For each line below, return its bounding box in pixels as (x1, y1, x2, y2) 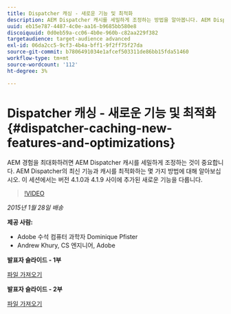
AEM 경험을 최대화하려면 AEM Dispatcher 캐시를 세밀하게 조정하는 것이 (7, 159, 200, 167)
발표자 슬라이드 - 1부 (7, 256, 62, 265)
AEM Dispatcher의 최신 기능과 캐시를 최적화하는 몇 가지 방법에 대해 (16, 167, 197, 175)
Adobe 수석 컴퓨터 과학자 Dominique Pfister (16, 233, 138, 241)
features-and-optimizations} (7, 135, 176, 150)
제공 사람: (7, 218, 33, 227)
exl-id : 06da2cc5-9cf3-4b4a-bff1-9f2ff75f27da (7, 42, 143, 49)
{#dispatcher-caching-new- (7, 120, 173, 136)
